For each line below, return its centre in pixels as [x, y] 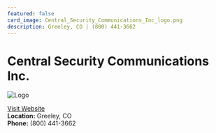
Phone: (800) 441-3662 [42, 123]
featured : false [31, 14]
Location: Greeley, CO [39, 116]
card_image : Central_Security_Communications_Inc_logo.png [95, 20]
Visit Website [26, 109]
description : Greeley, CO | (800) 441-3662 [72, 26]
